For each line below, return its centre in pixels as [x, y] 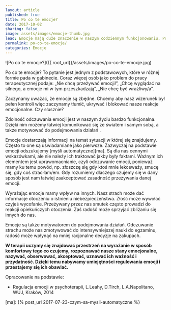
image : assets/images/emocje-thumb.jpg [48, 34]
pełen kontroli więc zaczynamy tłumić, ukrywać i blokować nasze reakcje [82, 104]
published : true [22, 15]
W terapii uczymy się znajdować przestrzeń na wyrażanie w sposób [79, 245]
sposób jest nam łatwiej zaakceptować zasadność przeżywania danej [78, 178]
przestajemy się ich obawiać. [37, 267]
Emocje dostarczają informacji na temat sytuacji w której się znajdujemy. [81, 140]
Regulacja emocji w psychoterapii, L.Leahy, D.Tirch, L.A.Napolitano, [83, 287]
